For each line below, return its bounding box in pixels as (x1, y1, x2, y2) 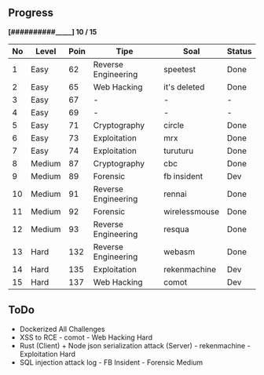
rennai (163, 188, 187, 199)
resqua (163, 224, 190, 235)
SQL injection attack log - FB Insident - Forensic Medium (19, 357, 203, 367)
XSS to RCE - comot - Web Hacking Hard (19, 333, 153, 342)
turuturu (163, 145, 194, 156)
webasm (163, 246, 196, 257)
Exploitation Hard (19, 349, 76, 359)
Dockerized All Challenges (19, 324, 105, 333)
